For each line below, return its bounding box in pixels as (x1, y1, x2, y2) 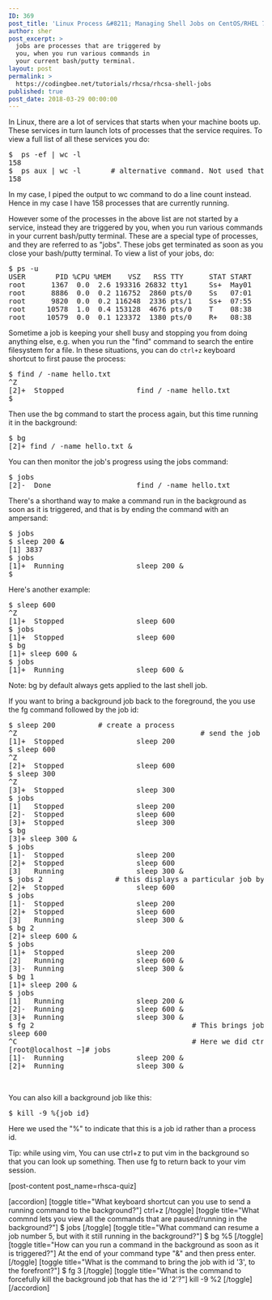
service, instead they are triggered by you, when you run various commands (8, 222, 263, 232)
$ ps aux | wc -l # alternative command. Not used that (8, 166, 265, 175)
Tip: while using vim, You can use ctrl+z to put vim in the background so (8, 1148, 249, 1158)
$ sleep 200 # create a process (8, 721, 176, 730)
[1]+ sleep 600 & (8, 649, 77, 658)
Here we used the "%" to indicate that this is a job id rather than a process (8, 1124, 257, 1134)
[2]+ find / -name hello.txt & (8, 441, 133, 451)
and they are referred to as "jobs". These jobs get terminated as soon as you (8, 240, 264, 250)
